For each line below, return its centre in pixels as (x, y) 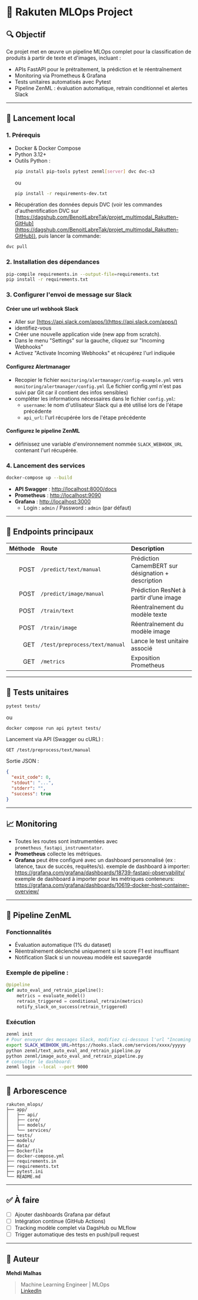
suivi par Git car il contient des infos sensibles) (71, 392)
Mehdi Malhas (24, 1273)
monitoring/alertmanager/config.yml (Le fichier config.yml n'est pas (98, 386)
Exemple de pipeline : (37, 973)
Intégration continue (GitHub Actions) (60, 1221)
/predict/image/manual (72, 594)
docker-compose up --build (39, 478)
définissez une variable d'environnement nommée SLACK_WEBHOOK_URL (98, 444)
